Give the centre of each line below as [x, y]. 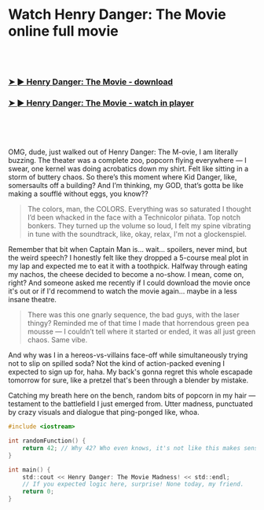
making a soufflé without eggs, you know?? [78, 194]
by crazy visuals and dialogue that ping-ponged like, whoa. [104, 412]
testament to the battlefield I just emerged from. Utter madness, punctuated [131, 404]
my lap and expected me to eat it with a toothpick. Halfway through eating [128, 266]
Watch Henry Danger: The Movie [117, 15]
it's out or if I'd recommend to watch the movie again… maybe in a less [123, 291]
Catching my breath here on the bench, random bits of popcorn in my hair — [132, 396]
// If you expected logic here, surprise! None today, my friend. [133, 484]
